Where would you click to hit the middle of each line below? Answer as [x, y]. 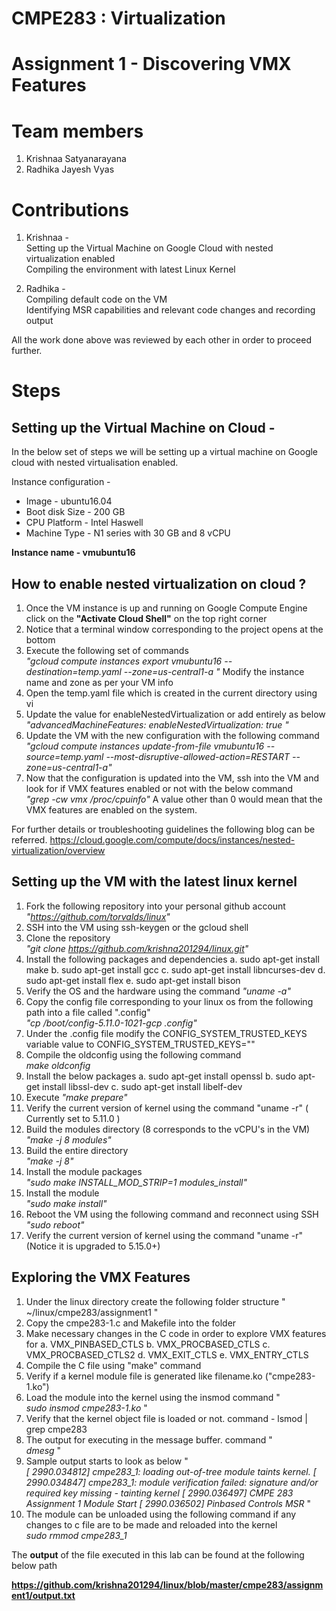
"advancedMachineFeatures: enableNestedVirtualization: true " [157, 725]
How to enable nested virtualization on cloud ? [159, 583]
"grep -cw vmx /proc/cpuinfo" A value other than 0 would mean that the [174, 799]
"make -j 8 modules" [68, 1139]
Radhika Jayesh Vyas [70, 169]
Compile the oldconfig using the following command [133, 1054]
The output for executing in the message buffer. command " [149, 1439]
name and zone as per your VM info [99, 683]
